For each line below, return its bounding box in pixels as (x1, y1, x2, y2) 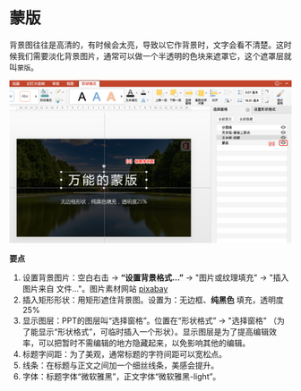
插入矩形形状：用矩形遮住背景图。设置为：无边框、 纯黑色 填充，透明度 (21, 294, 284, 305)
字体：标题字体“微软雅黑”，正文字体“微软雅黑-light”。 (21, 370, 221, 381)
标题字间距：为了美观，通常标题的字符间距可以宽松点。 (21, 348, 227, 359)
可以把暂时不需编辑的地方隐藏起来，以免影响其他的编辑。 (38, 337, 251, 348)
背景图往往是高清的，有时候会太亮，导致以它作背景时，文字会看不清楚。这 (9, 39, 284, 50)
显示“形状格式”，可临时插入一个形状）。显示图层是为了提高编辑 (38, 326, 270, 336)
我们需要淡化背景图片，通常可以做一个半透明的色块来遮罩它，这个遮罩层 (16, 50, 284, 61)
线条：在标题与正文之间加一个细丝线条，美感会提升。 (21, 360, 219, 370)
